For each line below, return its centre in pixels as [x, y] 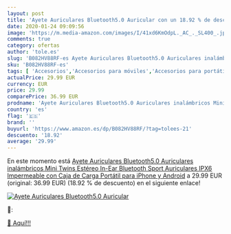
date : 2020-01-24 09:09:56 [46, 26]
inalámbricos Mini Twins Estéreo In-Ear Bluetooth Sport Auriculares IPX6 [110, 169]
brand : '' [21, 122]
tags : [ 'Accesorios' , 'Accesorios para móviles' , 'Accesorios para [104, 71]
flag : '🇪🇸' [24, 116]
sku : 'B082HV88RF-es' [38, 65]
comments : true [29, 39]
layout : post [26, 13]
